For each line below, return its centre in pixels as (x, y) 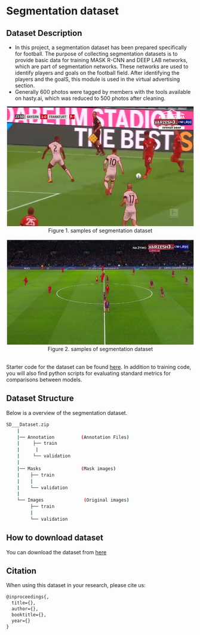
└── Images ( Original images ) (73, 500)
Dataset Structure (40, 399)
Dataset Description (44, 33)
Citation (21, 571)
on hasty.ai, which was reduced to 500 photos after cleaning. (90, 98)
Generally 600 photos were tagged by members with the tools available (103, 92)
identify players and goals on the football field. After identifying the (97, 73)
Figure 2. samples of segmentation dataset (100, 349)
